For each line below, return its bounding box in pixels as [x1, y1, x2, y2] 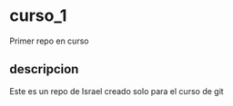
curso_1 [9, 5, 67, 26]
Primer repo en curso [9, 35, 89, 46]
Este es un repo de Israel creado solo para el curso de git [9, 85, 225, 96]
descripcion [9, 62, 79, 77]
